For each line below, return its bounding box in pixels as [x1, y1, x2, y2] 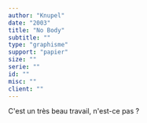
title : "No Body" [8, 26, 65, 34]
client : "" [8, 84, 44, 93]
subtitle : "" [8, 33, 51, 42]
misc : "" [8, 77, 37, 85]
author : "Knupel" [8, 11, 65, 20]
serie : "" [8, 63, 41, 71]
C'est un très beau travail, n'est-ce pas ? [8, 106, 140, 116]
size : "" [8, 56, 37, 64]
